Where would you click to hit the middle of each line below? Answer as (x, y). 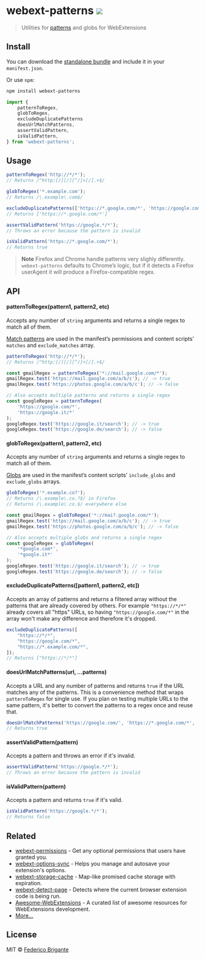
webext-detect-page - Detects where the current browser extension (101, 889)
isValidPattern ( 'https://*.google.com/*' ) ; (63, 242)
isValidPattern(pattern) (36, 786)
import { (17, 102)
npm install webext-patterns (43, 91)
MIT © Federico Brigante (38, 949)
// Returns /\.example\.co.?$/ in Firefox (61, 498)
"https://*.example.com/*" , (53, 647)
